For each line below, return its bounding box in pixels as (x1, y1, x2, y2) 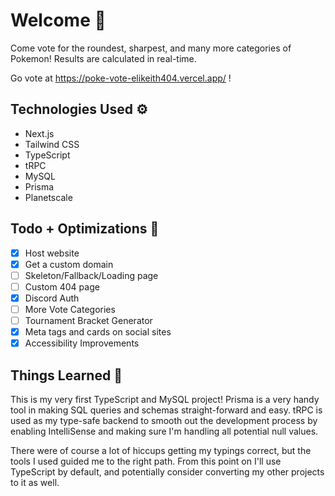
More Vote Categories (24, 303, 116, 315)
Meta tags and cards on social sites (24, 326, 172, 338)
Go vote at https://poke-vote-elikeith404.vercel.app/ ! (10, 72, 232, 84)
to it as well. (10, 476, 60, 488)
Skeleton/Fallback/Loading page (24, 269, 159, 281)
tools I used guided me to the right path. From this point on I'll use (10, 455, 282, 467)
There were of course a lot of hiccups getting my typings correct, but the (10, 444, 312, 456)
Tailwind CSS (24, 138, 80, 150)
